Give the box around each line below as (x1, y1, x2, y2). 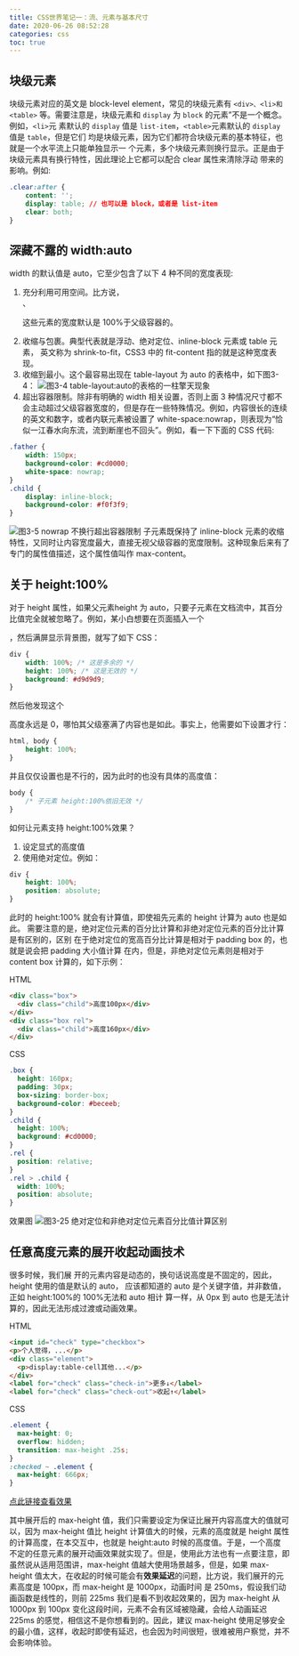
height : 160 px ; (17, 1074, 74, 1084)
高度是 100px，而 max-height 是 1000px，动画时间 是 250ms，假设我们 (16, 1581, 279, 1593)
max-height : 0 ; (17, 1429, 74, 1438)
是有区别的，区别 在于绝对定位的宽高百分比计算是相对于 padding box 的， (9, 934, 280, 945)
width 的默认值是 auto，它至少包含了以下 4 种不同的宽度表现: (9, 268, 234, 279)
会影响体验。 (9, 1637, 56, 1648)
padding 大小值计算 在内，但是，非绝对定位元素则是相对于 (50, 945, 264, 957)
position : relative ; (17, 1157, 93, 1166)
